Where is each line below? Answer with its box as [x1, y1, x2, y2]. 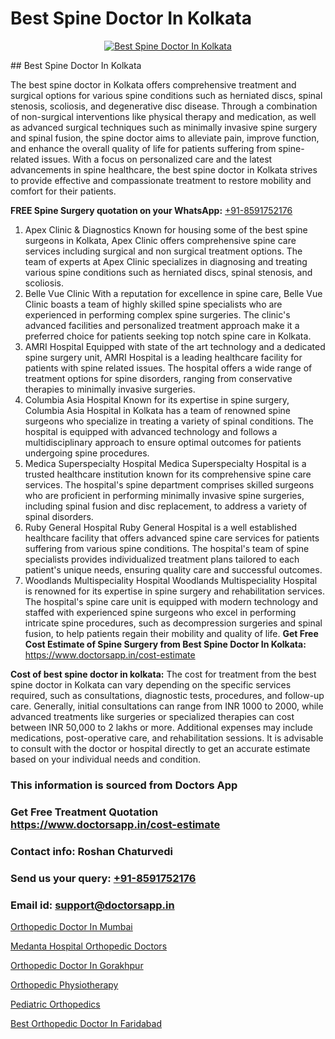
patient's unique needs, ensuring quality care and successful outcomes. [24, 563, 323, 576]
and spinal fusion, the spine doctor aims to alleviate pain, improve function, [10, 132, 320, 144]
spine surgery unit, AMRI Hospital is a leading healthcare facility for [24, 351, 303, 363]
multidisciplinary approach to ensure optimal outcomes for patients [24, 436, 302, 448]
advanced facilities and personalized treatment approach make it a [24, 319, 300, 331]
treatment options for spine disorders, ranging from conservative [24, 372, 293, 384]
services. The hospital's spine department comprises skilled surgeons [24, 478, 315, 491]
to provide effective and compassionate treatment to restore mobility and [10, 174, 312, 186]
